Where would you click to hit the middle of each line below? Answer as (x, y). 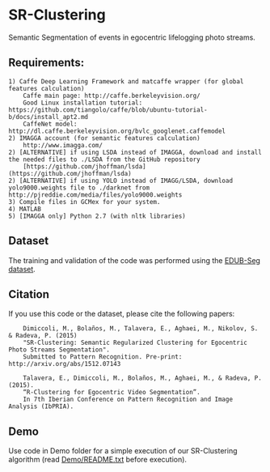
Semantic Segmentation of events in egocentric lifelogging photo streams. (132, 37)
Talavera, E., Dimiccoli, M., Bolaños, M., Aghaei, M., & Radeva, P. (143, 378)
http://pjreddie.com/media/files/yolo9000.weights (95, 195)
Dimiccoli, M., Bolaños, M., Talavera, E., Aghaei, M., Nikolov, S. (141, 329)
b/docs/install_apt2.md (49, 117)
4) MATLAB (25, 209)
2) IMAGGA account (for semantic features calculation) (104, 138)
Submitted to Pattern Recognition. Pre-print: (103, 357)
